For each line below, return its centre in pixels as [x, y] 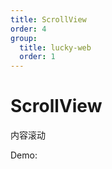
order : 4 [28, 29]
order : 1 [37, 57]
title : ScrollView [48, 19]
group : [24, 38]
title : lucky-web [55, 47]
